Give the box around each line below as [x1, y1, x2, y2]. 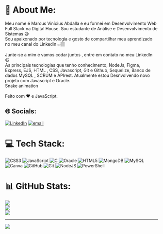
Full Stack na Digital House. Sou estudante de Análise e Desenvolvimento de [5, 25, 158, 31]
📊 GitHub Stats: [5, 180, 71, 192]
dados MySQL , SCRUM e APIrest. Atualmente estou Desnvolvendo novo [5, 72, 150, 78]
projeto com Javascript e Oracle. [5, 77, 71, 83]
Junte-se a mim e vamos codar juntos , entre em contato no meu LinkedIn [5, 52, 153, 57]
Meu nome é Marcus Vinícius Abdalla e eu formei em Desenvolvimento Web [5, 20, 157, 26]
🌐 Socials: [5, 107, 37, 116]
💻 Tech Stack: [5, 138, 65, 149]
